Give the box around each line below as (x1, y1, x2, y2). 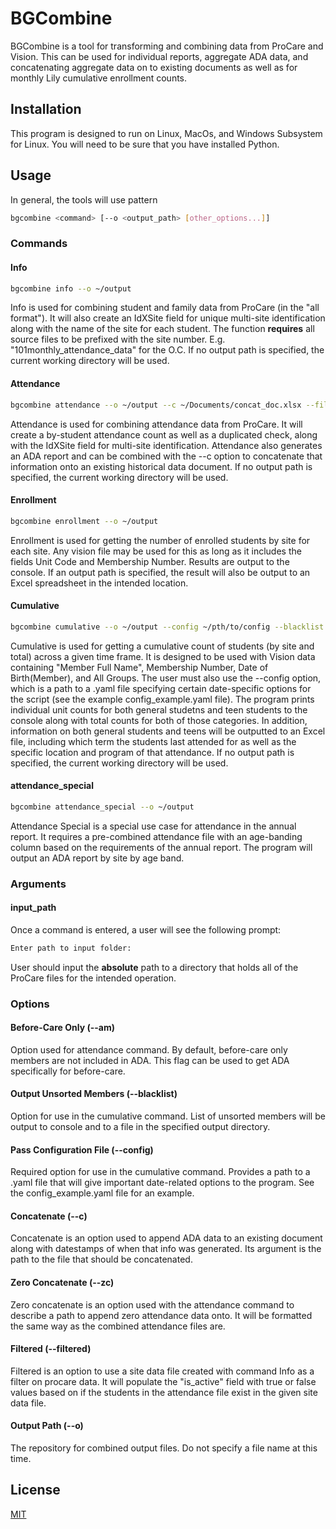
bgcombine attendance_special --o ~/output (10, 802, 195, 812)
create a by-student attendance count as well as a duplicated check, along (10, 428, 318, 441)
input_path (10, 902, 57, 914)
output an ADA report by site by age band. (10, 852, 185, 864)
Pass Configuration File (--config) (10, 1143, 154, 1156)
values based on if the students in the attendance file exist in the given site (10, 1386, 318, 1398)
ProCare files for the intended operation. (10, 972, 177, 984)
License (10, 1482, 61, 1499)
